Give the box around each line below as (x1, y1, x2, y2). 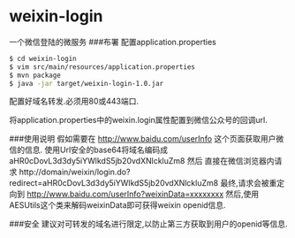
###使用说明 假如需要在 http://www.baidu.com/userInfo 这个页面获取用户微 (9, 134, 284, 144)
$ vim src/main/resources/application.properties (9, 62, 196, 72)
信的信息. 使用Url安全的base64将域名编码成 (9, 144, 169, 156)
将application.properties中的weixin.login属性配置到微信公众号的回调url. (9, 115, 268, 126)
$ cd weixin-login (9, 54, 77, 63)
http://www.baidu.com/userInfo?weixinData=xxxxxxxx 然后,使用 (26, 188, 260, 200)
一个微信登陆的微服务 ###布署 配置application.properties (9, 36, 216, 47)
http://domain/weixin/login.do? (19, 166, 131, 178)
